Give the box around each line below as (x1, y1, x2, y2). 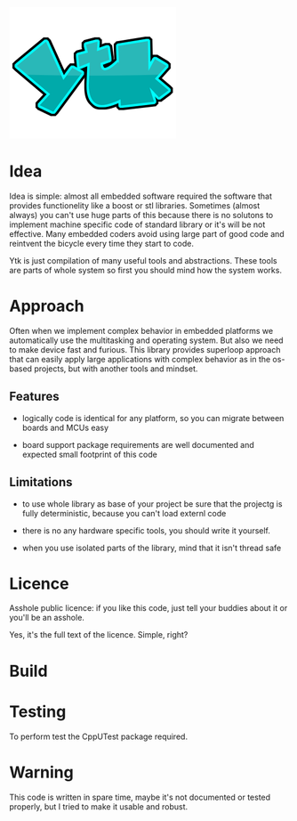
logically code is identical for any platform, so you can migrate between (21, 412, 285, 423)
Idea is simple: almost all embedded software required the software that (9, 191, 273, 201)
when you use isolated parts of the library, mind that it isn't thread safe (21, 542, 282, 553)
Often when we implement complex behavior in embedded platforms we (9, 325, 274, 336)
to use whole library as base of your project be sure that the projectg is (21, 498, 283, 509)
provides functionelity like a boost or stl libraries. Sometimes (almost (9, 199, 261, 211)
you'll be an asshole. (9, 613, 84, 623)
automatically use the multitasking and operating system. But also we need (9, 335, 284, 345)
